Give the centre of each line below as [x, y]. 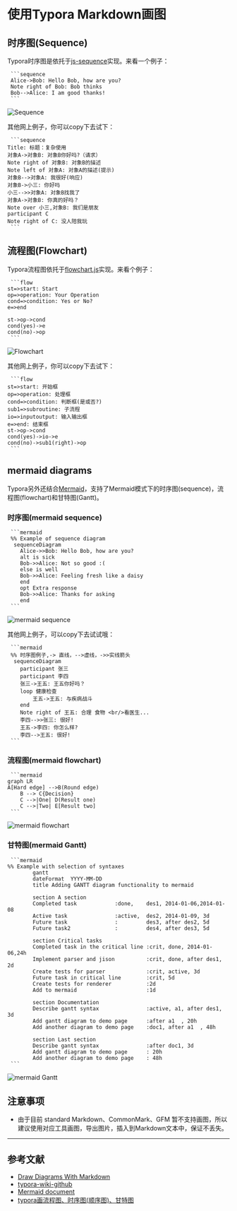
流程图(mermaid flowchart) [54, 760]
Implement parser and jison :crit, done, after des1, [127, 959]
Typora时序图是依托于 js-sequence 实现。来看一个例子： [88, 61]
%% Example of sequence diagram [58, 538]
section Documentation [66, 1002]
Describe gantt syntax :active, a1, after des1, [127, 1008]
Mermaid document [46, 1192]
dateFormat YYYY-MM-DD [67, 879]
